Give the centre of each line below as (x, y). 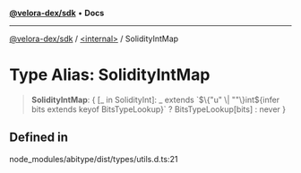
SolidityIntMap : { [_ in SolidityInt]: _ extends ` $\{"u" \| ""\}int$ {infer (155, 99)
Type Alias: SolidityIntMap (110, 75)
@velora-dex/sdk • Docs (57, 13)
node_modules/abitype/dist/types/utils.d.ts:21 (94, 159)
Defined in (39, 138)
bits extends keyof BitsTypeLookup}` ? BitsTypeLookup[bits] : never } (159, 109)
